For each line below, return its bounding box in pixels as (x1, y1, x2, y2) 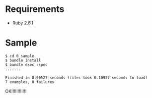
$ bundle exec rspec (5, 62, 48, 67)
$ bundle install (5, 58, 41, 63)
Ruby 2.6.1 (12, 20, 34, 26)
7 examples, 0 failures (5, 79, 55, 85)
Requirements (5, 3, 65, 15)
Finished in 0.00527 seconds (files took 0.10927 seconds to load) (5, 75, 148, 80)
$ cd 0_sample (5, 53, 35, 58)
